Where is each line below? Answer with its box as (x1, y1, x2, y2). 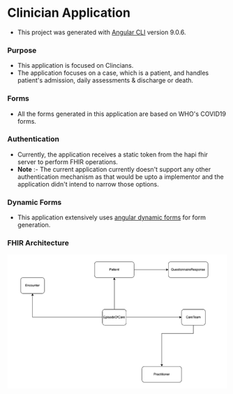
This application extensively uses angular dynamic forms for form (17, 213, 206, 221)
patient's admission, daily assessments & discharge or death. (17, 76, 194, 85)
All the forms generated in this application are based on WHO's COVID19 (17, 110, 227, 118)
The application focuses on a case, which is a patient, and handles (17, 68, 209, 78)
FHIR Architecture (7, 238, 70, 248)
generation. (17, 221, 51, 229)
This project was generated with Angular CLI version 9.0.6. (17, 28, 186, 36)
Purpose (7, 45, 37, 55)
